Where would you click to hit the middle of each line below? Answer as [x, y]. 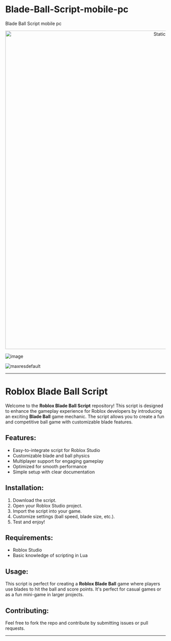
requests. [15, 628]
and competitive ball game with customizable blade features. [69, 422]
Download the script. [35, 500]
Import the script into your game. [47, 511]
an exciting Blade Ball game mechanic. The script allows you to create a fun [85, 416]
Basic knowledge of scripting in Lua [50, 555]
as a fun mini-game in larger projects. [45, 595]
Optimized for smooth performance [50, 466]
